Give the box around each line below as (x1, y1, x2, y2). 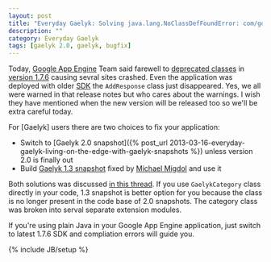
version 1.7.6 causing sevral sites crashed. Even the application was (8, 73, 233, 82)
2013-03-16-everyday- (169, 138, 246, 148)
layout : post (8, 11, 52, 20)
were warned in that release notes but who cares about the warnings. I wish (8, 89, 261, 99)
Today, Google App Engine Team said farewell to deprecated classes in (8, 64, 244, 73)
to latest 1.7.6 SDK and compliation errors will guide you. (8, 229, 195, 239)
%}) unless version (190, 147, 253, 156)
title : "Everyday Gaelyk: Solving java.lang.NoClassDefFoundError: (8, 19, 240, 27)
